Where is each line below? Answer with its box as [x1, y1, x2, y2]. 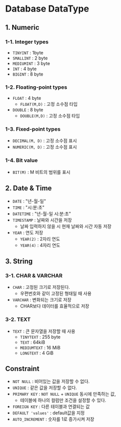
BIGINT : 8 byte [12, 71, 44, 77]
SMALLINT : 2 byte [12, 55, 48, 61]
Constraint [5, 364, 39, 373]
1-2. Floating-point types [5, 84, 68, 91]
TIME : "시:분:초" [12, 204, 45, 210]
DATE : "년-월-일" [12, 198, 46, 204]
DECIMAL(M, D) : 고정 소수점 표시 [12, 138, 77, 144]
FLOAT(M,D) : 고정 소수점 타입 [20, 101, 78, 107]
